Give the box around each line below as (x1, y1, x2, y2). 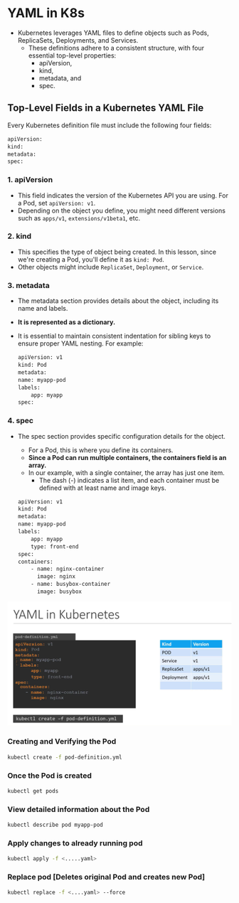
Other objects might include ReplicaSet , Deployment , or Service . (17, 262, 204, 271)
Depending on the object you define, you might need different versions (17, 206, 226, 215)
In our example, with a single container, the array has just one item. (28, 468, 225, 477)
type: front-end (31, 543, 79, 550)
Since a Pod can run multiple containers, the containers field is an (28, 453, 227, 461)
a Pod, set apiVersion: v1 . (17, 198, 96, 207)
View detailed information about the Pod (7, 804, 150, 814)
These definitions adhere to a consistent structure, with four (28, 43, 205, 52)
